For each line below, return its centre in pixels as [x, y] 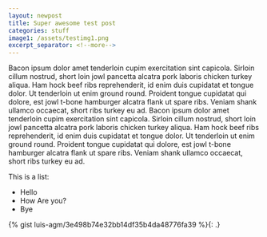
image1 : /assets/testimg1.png [59, 38]
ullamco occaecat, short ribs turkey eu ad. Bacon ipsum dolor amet [119, 111]
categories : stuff [39, 30]
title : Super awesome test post [62, 23]
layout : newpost [35, 16]
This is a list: [29, 177]
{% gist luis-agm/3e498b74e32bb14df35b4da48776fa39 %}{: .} [114, 225]
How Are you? [43, 201]
